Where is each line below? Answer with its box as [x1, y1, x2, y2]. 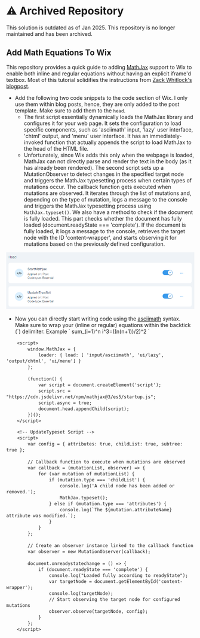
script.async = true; [38, 399, 93, 406]
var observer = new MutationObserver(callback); [27, 548, 151, 554]
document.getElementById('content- [94, 578, 183, 584]
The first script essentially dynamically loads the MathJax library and [23, 113, 193, 120]
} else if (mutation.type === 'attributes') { [48, 500, 167, 506]
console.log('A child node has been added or [59, 483, 175, 489]
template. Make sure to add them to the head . [14, 106, 126, 114]
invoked [23, 139, 44, 146]
